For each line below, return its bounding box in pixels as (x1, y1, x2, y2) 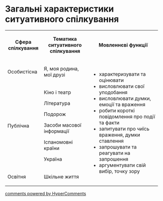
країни (43, 145, 60, 151)
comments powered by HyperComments (5, 190, 86, 196)
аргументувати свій (99, 162, 146, 168)
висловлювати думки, (99, 95, 151, 101)
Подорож (43, 111, 66, 117)
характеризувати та (99, 70, 146, 77)
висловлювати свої (99, 83, 145, 89)
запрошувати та (99, 143, 137, 150)
